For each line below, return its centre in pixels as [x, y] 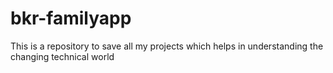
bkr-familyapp [71, 18]
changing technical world [62, 56]
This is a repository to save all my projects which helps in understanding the [167, 46]
